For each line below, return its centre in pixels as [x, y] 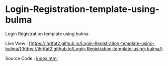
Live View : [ [18, 43]
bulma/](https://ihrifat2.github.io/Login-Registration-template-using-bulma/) [84, 48]
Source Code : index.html [31, 58]
